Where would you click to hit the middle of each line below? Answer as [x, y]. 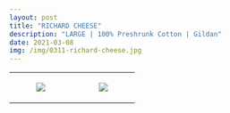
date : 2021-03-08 [42, 42]
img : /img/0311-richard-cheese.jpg [76, 51]
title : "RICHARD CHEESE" [55, 26]
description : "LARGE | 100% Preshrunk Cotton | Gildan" [115, 34]
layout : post [34, 17]
